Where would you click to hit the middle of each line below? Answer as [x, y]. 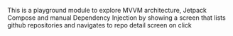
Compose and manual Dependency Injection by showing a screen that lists [116, 18]
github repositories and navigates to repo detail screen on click [99, 25]
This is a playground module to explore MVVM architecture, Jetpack [107, 10]
